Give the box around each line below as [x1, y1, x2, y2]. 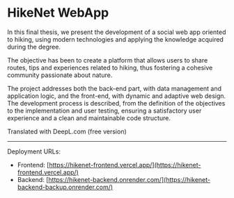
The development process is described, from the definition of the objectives [7, 99, 226, 107]
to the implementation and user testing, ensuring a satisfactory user [7, 106, 202, 115]
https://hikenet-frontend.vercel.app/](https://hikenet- [48, 160, 201, 169]
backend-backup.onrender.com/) [17, 183, 114, 191]
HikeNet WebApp [7, 5, 109, 21]
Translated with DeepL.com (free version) [7, 127, 127, 135]
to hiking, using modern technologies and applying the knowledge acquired [7, 35, 224, 43]
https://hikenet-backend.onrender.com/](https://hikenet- [48, 175, 211, 183]
